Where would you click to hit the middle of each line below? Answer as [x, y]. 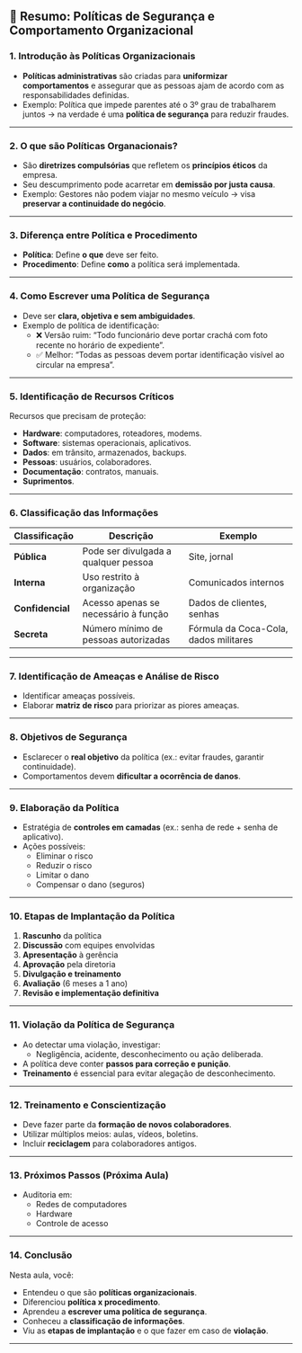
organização [109, 588]
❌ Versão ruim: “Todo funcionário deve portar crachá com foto [151, 334]
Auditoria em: [47, 1195]
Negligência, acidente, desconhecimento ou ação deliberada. [149, 1054]
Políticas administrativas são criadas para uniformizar [125, 76]
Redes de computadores [81, 1205]
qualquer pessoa [118, 563]
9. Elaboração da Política [64, 807]
